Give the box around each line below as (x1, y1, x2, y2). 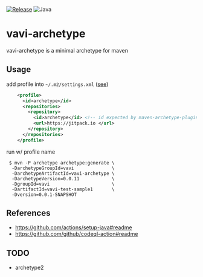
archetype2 (14, 264, 44, 272)
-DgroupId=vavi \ (11, 181, 115, 187)
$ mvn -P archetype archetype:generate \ (8, 160, 115, 166)
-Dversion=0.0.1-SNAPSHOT (11, 191, 77, 198)
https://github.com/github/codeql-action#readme (14, 230, 138, 238)
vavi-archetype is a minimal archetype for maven (6, 47, 129, 54)
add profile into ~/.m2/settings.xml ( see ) (6, 80, 109, 88)
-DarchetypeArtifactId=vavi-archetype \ (11, 170, 115, 177)
